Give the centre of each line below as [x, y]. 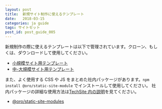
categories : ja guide [27, 23]
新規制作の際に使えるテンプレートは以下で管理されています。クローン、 [77, 46]
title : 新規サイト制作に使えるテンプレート [45, 14]
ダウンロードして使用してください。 [54, 53]
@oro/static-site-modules [38, 101]
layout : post [18, 9]
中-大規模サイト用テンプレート [43, 69]
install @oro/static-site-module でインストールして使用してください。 [78, 85]
